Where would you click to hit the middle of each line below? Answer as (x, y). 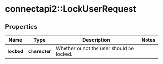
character (40, 51)
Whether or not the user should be (95, 48)
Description (96, 40)
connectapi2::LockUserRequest (71, 9)
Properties (21, 27)
